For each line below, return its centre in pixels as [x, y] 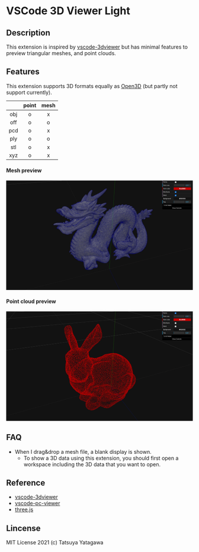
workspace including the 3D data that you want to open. [92, 464]
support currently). [29, 92]
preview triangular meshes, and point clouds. [61, 53]
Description [28, 33]
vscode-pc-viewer [37, 503]
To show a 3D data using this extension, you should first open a [101, 458]
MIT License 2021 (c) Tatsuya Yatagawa [55, 543]
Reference [26, 483]
